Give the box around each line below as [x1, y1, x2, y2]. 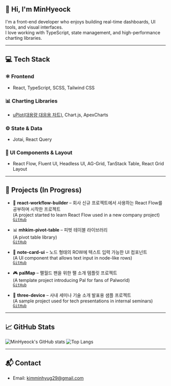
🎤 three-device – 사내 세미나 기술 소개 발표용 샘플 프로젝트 [12, 292, 131, 298]
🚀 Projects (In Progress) [5, 186, 82, 194]
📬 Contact [5, 359, 41, 368]
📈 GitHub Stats [5, 322, 55, 331]
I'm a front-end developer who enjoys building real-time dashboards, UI [5, 18, 156, 24]
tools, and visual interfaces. [5, 24, 63, 30]
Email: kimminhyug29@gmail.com [12, 375, 84, 381]
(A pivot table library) [12, 234, 58, 240]
